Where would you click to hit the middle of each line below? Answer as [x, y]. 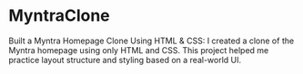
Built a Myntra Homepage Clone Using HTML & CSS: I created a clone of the [151, 41]
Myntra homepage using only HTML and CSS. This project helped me [139, 50]
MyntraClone [59, 16]
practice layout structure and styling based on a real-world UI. [125, 60]
